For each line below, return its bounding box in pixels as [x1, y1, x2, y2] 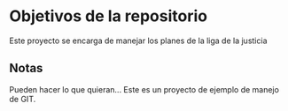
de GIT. [9, 93, 36, 104]
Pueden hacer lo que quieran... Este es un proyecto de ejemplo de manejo [9, 84, 279, 94]
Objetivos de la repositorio [9, 6, 208, 26]
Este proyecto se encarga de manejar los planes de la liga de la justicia [9, 35, 268, 46]
